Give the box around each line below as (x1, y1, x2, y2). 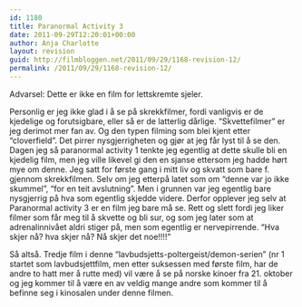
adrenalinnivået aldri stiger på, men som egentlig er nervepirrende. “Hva (9, 221, 279, 232)
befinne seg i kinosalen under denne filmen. (9, 287, 174, 298)
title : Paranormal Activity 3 (9, 22, 124, 31)
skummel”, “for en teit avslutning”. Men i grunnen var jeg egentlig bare (9, 183, 272, 194)
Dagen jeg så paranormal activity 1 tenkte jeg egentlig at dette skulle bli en (9, 144, 287, 155)
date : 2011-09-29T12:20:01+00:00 (9, 30, 136, 39)
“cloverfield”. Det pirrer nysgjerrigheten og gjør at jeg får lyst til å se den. (9, 135, 281, 146)
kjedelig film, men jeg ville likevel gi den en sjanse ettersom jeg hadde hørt (9, 154, 287, 165)
